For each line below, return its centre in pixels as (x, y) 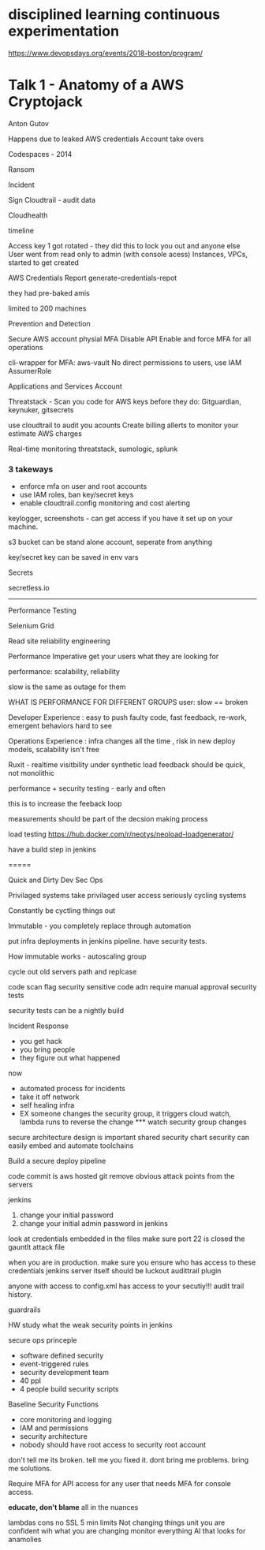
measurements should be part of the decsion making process (108, 819)
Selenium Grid (31, 626)
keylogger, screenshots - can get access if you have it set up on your (121, 519)
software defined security (62, 1356)
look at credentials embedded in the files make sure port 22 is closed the (127, 1239)
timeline (21, 230)
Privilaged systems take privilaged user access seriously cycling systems (127, 896)
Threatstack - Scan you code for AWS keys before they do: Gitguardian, (125, 401)
